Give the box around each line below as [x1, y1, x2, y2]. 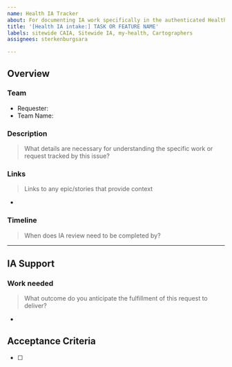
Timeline [7, 215, 37, 225]
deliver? [23, 302, 47, 310]
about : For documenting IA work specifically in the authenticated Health [7, 17, 227, 24]
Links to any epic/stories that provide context [23, 185, 153, 193]
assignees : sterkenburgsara [7, 36, 88, 43]
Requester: [17, 104, 49, 112]
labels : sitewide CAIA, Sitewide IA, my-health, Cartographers [7, 29, 193, 37]
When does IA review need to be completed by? [23, 231, 161, 240]
